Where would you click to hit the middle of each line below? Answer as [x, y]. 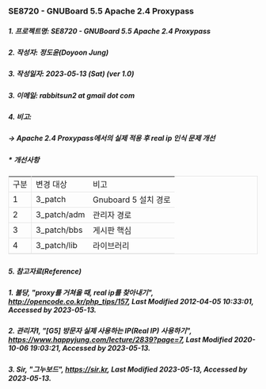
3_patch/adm [60, 215]
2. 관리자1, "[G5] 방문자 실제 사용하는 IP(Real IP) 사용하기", [100, 331]
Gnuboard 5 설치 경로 [131, 200]
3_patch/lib [56, 246]
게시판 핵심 [112, 231]
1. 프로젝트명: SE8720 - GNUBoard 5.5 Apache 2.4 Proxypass [110, 31]
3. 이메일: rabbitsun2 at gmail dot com [72, 95]
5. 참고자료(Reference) [45, 271]
